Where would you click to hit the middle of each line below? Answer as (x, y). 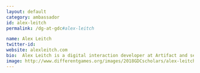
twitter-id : (21, 45)
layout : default (26, 12)
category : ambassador (33, 17)
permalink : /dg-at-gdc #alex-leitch (50, 28)
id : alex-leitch (26, 23)
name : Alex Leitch (29, 39)
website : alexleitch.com (37, 50)
